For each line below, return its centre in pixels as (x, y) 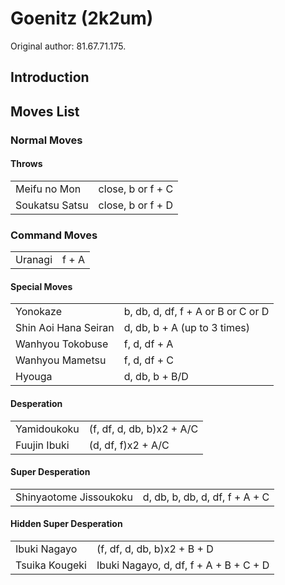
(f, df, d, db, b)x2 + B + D (155, 549)
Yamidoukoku (47, 429)
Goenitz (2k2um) (82, 18)
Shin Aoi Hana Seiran (65, 328)
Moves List (45, 111)
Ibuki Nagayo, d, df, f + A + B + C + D (183, 565)
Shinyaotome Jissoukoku (74, 497)
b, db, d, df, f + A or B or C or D (196, 312)
